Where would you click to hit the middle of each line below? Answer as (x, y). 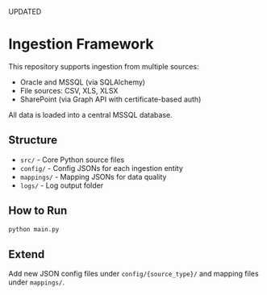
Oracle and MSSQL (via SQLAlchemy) (83, 82)
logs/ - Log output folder (61, 185)
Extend (27, 254)
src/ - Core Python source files (72, 160)
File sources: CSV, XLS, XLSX (69, 90)
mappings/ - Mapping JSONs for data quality (93, 177)
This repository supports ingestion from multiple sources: (104, 66)
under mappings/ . (36, 282)
